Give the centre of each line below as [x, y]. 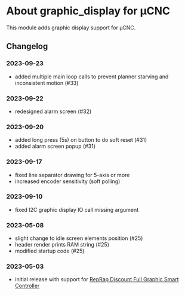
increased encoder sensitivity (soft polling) [67, 181]
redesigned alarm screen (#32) [53, 111]
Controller [27, 286]
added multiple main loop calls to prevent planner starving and [92, 77]
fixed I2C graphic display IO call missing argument [77, 209]
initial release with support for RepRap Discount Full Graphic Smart [97, 279]
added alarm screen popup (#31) [55, 146]
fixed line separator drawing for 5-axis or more [72, 175]
